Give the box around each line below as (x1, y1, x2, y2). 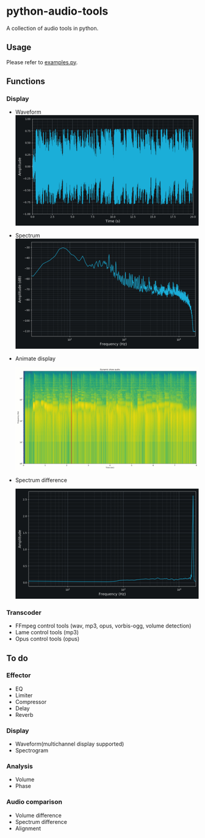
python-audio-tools (6, 4, 109, 18)
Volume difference (15, 812, 62, 819)
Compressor (15, 698, 47, 705)
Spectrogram (15, 747, 49, 754)
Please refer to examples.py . (6, 58, 78, 65)
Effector (6, 671, 31, 680)
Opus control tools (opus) (15, 635, 80, 643)
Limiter (15, 691, 33, 699)
